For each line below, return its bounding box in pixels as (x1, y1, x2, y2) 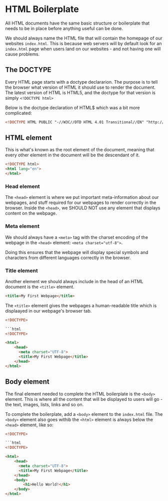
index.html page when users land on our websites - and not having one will (5, 46, 161, 52)
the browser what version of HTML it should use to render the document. (5, 84, 156, 90)
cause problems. (5, 51, 40, 57)
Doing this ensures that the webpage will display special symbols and (5, 249, 148, 255)
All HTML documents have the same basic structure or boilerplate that (5, 20, 150, 26)
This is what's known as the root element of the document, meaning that (5, 147, 154, 153)
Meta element (5, 223, 40, 230)
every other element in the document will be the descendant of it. (5, 152, 140, 158)
